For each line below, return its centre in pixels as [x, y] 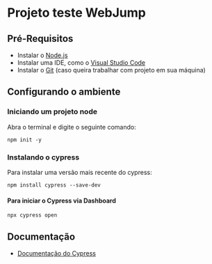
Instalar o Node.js [42, 55]
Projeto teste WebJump [76, 13]
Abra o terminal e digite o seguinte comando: [72, 127]
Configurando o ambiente [64, 92]
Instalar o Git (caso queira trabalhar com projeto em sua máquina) [112, 70]
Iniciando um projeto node [52, 111]
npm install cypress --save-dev [54, 185]
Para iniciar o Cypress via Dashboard [62, 201]
